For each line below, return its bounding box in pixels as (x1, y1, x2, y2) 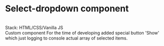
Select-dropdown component (5, 3, 129, 14)
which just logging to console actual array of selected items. (5, 35, 128, 41)
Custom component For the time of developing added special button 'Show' (5, 30, 160, 36)
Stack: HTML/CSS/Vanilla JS (5, 24, 63, 30)
